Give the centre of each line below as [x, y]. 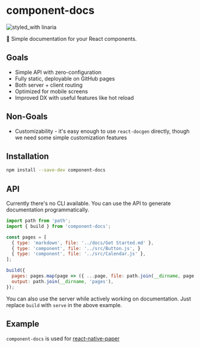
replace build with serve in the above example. [64, 305]
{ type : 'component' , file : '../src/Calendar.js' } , [79, 254]
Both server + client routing [49, 85]
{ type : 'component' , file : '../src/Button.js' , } [76, 248]
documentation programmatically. [48, 210]
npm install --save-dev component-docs [56, 170]
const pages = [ [26, 237]
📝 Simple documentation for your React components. [72, 38]
